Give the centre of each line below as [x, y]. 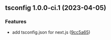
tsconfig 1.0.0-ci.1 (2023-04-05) [55, 8]
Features [16, 22]
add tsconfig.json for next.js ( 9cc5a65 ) [51, 32]
